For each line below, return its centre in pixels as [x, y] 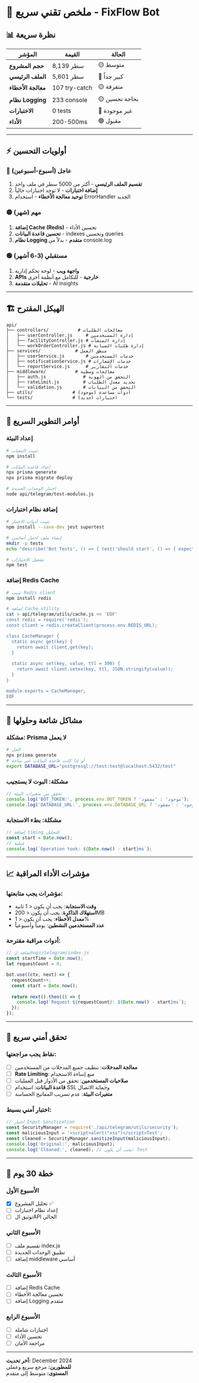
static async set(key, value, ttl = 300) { [66, 664]
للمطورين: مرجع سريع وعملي [39, 1366]
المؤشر [28, 54]
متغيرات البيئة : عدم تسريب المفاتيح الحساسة [63, 1093]
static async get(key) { [42, 641]
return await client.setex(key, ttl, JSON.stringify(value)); [95, 669]
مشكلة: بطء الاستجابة [34, 820]
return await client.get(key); [55, 647]
